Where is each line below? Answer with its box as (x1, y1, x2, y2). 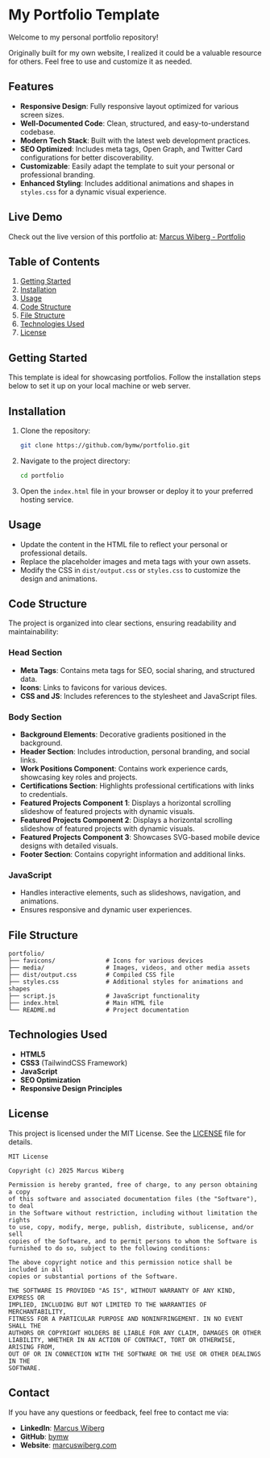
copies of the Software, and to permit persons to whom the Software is (8, 1237, 258, 1245)
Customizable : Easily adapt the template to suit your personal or (19, 161, 235, 171)
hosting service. (19, 494, 74, 505)
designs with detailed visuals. (19, 841, 118, 850)
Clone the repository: (19, 426, 91, 435)
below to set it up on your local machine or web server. (8, 381, 191, 391)
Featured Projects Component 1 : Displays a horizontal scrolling (19, 798, 231, 808)
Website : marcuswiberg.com (19, 1440, 117, 1450)
